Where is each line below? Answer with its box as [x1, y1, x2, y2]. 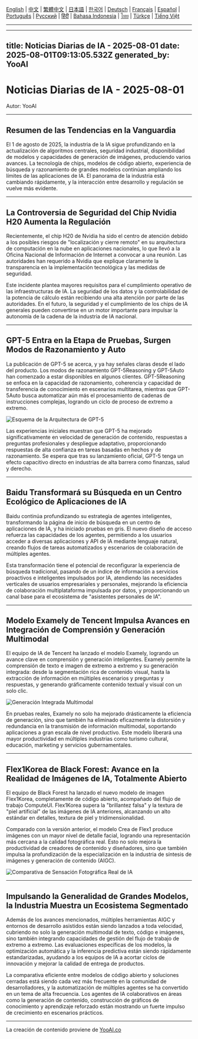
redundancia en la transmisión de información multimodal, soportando [6, 723, 177, 730]
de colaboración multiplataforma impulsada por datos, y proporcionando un [6, 587, 190, 594]
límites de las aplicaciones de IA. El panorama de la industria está [6, 172, 165, 180]
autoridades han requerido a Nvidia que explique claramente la [6, 257, 159, 265]
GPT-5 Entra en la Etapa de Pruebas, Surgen [6, 336, 171, 346]
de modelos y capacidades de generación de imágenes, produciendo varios [6, 154, 191, 161]
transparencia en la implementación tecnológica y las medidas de [6, 263, 166, 271]
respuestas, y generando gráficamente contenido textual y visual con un [6, 681, 182, 688]
